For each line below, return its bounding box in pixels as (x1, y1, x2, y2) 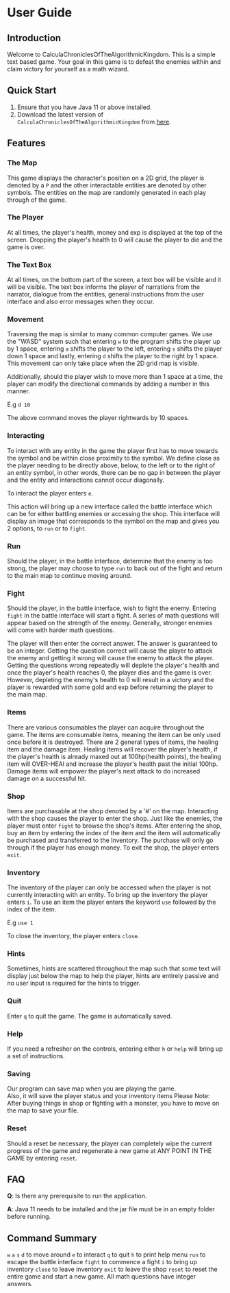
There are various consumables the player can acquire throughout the (7, 723, 205, 732)
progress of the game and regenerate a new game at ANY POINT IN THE (7, 1146, 212, 1154)
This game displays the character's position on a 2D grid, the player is (7, 174, 205, 182)
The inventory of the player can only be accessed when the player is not (7, 883, 211, 892)
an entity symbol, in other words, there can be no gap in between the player (7, 468, 221, 476)
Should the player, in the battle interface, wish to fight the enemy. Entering (7, 604, 216, 612)
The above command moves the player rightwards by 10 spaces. (7, 414, 190, 422)
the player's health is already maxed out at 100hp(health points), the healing (7, 752, 221, 760)
